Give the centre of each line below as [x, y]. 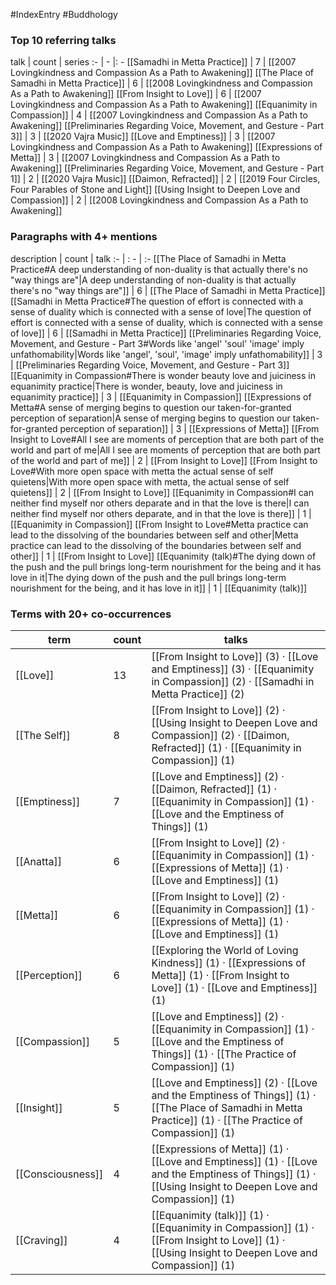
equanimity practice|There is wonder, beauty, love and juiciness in [146, 386]
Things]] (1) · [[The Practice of [224, 1054]
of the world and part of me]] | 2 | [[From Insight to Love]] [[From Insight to [164, 460]
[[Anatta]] [39, 861]
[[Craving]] [41, 1240]
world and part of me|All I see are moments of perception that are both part [165, 450]
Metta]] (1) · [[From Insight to [220, 975]
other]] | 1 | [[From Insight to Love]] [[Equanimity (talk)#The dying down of [163, 556]
